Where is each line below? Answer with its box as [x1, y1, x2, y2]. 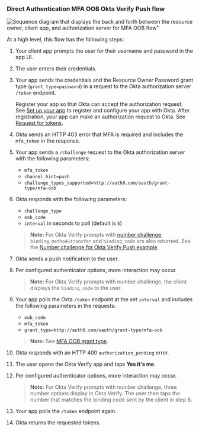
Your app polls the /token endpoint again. [15, 408, 117, 415]
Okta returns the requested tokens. [15, 419, 101, 426]
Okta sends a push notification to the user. [15, 255, 119, 262]
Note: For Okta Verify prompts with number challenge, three [30, 383, 177, 391]
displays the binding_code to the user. [30, 285, 122, 292]
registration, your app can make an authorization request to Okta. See [15, 113, 186, 120]
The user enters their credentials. [15, 65, 97, 72]
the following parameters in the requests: [15, 302, 116, 310]
